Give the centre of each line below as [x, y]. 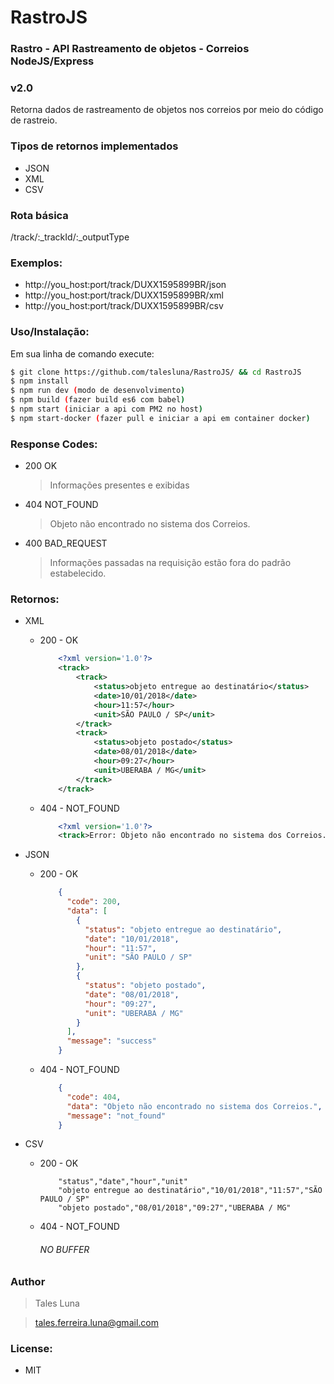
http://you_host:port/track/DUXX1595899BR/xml [124, 295]
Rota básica [39, 215]
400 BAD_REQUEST [66, 543]
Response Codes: [54, 444]
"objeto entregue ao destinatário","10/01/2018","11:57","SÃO [190, 1191]
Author [28, 1281]
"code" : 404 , [94, 1097]
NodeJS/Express [52, 61]
